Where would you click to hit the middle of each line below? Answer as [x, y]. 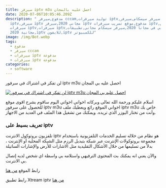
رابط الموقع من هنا [23, 170]
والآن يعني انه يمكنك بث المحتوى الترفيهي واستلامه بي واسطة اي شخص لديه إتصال [81, 156]
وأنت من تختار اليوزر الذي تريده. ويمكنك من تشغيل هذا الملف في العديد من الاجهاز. [81, 112]
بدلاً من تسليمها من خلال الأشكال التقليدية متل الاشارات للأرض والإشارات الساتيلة [79, 146]
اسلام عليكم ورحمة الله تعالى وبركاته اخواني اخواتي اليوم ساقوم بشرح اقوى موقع [80, 102]
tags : [11, 42]
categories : [18, 64]
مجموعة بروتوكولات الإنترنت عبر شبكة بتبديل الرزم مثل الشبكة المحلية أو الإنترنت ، [81, 141]
